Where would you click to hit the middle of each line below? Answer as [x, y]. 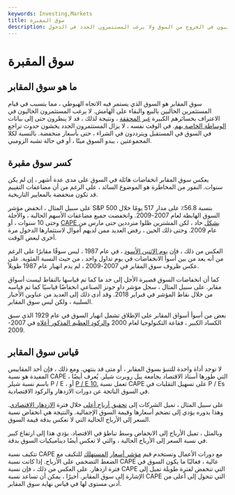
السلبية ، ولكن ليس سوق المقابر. [51, 302]
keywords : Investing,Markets [50, 14]
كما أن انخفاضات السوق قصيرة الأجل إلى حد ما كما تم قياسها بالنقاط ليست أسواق [114, 279]
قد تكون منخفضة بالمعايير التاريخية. [53, 194]
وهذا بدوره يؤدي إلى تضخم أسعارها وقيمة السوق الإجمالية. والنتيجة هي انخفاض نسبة [116, 412]
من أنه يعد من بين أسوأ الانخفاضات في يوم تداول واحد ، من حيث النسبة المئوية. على [116, 258]
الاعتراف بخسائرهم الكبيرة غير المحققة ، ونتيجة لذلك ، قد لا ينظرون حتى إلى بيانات [114, 119]
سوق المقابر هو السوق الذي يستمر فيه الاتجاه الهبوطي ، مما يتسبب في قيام [105, 104]
